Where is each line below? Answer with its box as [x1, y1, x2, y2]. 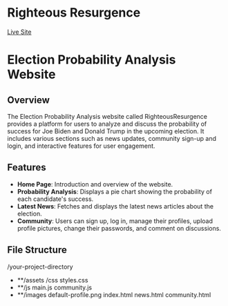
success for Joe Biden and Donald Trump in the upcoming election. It [7, 126, 205, 135]
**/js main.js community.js [17, 283, 92, 291]
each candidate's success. [17, 195, 94, 203]
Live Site [7, 28, 32, 36]
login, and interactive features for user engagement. [7, 142, 155, 150]
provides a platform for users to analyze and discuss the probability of [7, 119, 207, 128]
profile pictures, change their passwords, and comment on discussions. [17, 224, 221, 232]
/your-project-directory [7, 262, 74, 271]
